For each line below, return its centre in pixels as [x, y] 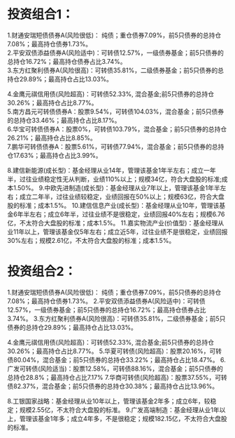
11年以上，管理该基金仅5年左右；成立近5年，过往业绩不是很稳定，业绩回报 [120, 232]
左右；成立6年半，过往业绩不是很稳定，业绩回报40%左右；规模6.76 [127, 214]
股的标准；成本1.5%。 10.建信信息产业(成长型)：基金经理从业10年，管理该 [113, 205]
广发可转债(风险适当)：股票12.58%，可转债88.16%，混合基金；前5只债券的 [115, 369]
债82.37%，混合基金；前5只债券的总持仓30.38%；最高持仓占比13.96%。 [113, 386]
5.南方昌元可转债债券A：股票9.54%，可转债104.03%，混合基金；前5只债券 [116, 111]
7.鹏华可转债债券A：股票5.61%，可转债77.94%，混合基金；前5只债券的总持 [116, 146]
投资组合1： [41, 14]
